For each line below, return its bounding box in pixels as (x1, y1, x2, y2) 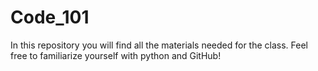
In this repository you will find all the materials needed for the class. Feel (10, 39, 308, 51)
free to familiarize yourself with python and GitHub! (10, 49, 222, 61)
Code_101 (10, 6, 90, 29)
